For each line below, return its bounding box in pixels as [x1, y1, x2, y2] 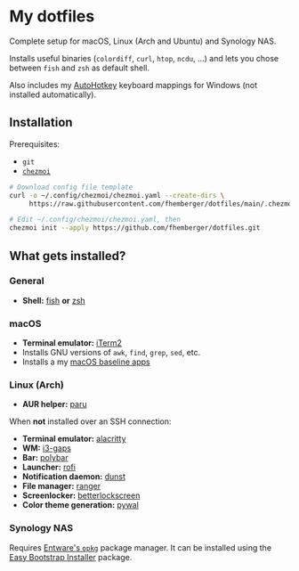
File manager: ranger [21, 481, 101, 492]
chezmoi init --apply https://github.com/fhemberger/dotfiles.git [9, 224, 261, 232]
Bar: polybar [21, 453, 69, 463]
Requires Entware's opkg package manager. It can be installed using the [9, 542, 272, 553]
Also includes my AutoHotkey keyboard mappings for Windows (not [9, 79, 258, 90]
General [9, 274, 44, 287]
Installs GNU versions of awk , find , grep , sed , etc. [21, 347, 201, 358]
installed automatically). [9, 89, 96, 100]
